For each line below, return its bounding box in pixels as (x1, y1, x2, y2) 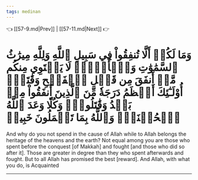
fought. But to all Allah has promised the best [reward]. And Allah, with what (6, 155, 190, 162)
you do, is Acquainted (6, 162, 60, 169)
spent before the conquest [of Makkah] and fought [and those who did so (6, 143, 185, 150)
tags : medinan (6, 8, 41, 15)
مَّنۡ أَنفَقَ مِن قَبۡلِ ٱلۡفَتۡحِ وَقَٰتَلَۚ (6, 73, 176, 86)
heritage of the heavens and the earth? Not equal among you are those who (6, 136, 190, 143)
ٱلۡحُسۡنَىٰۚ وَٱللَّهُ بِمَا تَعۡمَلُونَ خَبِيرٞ (6, 110, 181, 124)
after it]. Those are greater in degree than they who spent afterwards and (6, 149, 184, 156)
